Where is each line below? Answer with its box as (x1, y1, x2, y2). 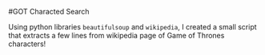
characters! (8, 39, 46, 49)
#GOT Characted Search (8, 7, 90, 16)
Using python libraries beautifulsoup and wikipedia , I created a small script (8, 22, 258, 31)
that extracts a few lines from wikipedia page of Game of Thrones (8, 31, 225, 40)
